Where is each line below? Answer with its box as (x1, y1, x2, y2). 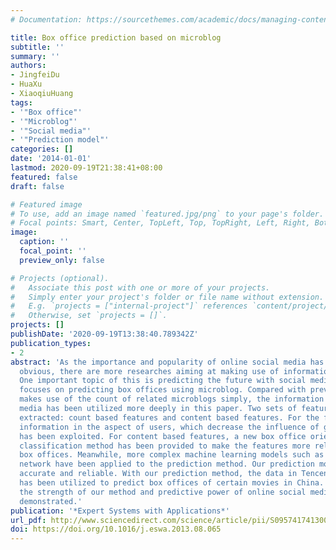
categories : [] (10, 144, 74, 155)
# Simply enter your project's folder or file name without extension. (10, 292, 325, 302)
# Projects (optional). (10, 273, 110, 283)
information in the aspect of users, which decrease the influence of (19, 422, 320, 432)
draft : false (10, 181, 65, 191)
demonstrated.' (19, 496, 83, 506)
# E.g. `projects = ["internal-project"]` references (10, 301, 248, 311)
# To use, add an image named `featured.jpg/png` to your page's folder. (10, 209, 325, 219)
